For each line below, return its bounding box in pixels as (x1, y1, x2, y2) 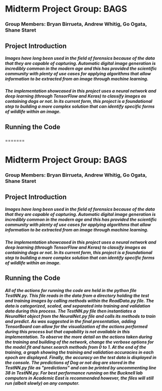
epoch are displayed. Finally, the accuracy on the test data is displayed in (5, 354, 157, 360)
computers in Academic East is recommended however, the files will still (5, 375, 154, 381)
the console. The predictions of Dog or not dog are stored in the (5, 359, 135, 365)
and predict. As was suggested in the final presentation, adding (5, 318, 136, 324)
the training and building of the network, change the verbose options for (5, 339, 154, 345)
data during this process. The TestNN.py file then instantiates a (5, 308, 136, 314)
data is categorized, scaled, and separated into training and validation (5, 303, 150, 309)
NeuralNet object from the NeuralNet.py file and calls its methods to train (5, 313, 156, 319)
